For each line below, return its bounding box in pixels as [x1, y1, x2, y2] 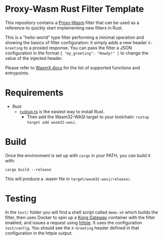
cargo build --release [5, 167, 51, 172]
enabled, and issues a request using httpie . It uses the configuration [5, 219, 142, 225]
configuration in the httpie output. [5, 230, 73, 236]
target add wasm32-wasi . [26, 119, 77, 125]
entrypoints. [5, 70, 29, 76]
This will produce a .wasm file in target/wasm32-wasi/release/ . [5, 176, 132, 182]
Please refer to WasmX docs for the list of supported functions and [5, 65, 140, 71]
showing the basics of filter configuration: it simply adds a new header [5, 39, 147, 45]
